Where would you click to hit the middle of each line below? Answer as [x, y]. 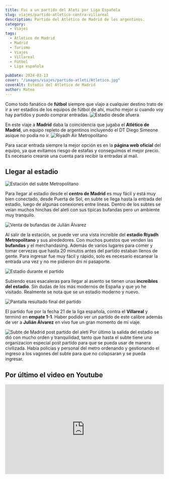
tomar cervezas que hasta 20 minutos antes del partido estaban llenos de [81, 251]
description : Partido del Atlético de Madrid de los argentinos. [75, 19]
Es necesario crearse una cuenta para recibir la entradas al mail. [72, 156]
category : [16, 24]
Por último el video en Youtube [54, 375]
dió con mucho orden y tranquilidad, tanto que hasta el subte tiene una [78, 337]
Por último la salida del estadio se [124, 332]
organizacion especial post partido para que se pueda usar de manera [78, 343]
